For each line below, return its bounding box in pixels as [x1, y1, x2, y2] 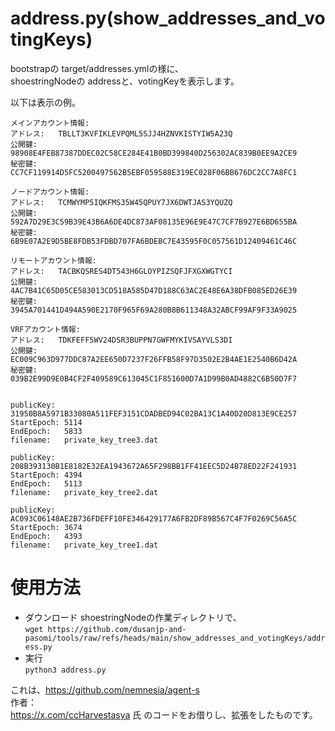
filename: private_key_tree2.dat [10, 487, 159, 497]
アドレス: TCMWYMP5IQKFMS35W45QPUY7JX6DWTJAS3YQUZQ [10, 197, 233, 207]
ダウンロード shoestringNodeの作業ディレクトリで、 [24, 611, 242, 623]
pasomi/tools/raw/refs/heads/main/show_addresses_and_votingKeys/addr [24, 633, 326, 643]
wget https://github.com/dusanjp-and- [24, 624, 187, 634]
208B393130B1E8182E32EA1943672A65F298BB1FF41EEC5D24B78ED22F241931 [10, 461, 298, 471]
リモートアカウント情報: [10, 255, 97, 266]
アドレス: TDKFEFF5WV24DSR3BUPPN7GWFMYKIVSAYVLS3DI [10, 335, 233, 345]
